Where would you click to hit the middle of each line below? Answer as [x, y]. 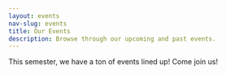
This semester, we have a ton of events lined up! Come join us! [113, 62]
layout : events [34, 16]
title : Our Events [39, 31]
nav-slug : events [38, 24]
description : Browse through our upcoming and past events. [113, 39]
